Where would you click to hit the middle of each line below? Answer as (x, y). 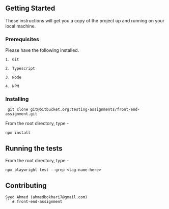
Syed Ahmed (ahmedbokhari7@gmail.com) (46, 197)
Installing (17, 99)
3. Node (13, 78)
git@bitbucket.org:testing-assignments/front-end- (85, 110)
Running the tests (34, 148)
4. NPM (12, 86)
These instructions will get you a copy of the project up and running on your (85, 20)
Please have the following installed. (42, 50)
